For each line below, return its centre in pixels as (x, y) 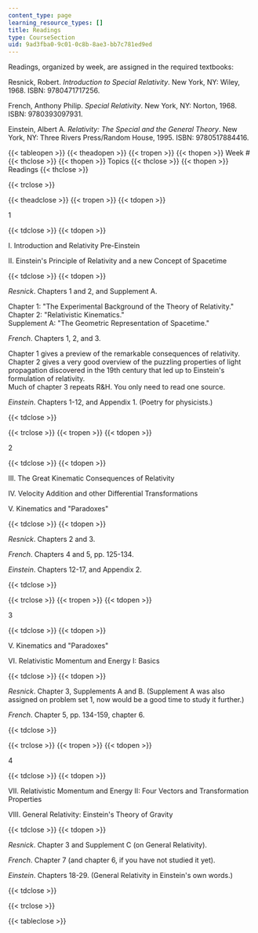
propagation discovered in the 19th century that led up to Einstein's (116, 371)
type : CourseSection (42, 37)
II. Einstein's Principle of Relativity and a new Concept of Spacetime (118, 261)
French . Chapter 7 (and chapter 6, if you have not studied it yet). (112, 860)
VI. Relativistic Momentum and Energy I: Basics (84, 661)
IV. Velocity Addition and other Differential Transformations (103, 494)
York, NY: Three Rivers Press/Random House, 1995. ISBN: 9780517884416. (129, 137)
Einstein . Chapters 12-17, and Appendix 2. (75, 569)
